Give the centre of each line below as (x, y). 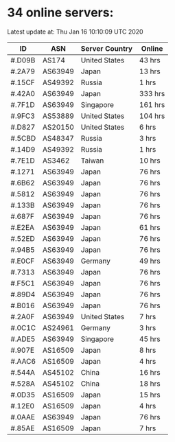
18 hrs (150, 384)
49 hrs (150, 261)
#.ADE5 (23, 339)
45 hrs (150, 339)
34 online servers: (60, 13)
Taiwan (92, 161)
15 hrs (150, 395)
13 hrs (150, 71)
